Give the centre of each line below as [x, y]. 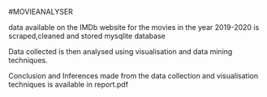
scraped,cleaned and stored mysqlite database [87, 36]
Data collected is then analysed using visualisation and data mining [121, 51]
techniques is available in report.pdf [68, 84]
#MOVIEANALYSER [41, 12]
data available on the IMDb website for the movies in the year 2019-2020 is [134, 27]
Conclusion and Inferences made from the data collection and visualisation [133, 76]
